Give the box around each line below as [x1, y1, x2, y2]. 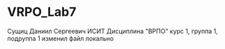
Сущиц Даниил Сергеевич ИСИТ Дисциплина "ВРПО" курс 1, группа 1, [7, 27, 218, 35]
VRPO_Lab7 [7, 4, 77, 20]
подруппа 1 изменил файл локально [7, 34, 114, 42]
